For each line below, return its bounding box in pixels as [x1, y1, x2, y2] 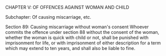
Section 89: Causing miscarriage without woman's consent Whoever [5, 24, 149, 30]
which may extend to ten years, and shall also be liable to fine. [5, 45, 136, 51]
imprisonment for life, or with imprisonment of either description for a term [5, 40, 161, 46]
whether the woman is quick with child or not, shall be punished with [5, 35, 149, 40]
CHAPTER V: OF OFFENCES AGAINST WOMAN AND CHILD [5, 5, 129, 10]
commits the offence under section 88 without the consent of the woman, [5, 29, 159, 35]
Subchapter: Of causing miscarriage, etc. [5, 14, 91, 20]
